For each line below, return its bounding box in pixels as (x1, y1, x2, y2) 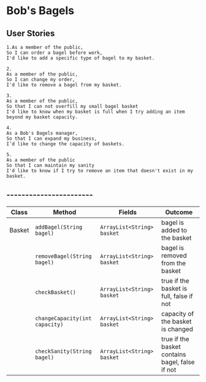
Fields (118, 208, 137, 216)
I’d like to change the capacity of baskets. (6, 141, 124, 147)
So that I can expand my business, (6, 136, 97, 142)
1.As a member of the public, (6, 44, 84, 50)
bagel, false (161, 357, 195, 366)
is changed (161, 324, 193, 333)
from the (161, 259, 186, 267)
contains (161, 350, 186, 359)
